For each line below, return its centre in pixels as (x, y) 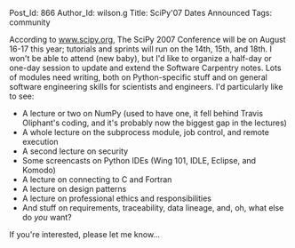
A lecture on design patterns (74, 189)
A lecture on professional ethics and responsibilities (116, 198)
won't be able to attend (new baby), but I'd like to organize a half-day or (141, 58)
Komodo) (39, 170)
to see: (22, 96)
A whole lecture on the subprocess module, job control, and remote (145, 132)
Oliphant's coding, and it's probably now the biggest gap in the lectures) (154, 123)
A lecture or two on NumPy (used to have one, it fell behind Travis (143, 113)
